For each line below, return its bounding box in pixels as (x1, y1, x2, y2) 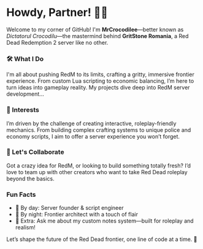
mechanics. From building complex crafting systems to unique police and (6, 126, 191, 134)
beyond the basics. (6, 175, 55, 182)
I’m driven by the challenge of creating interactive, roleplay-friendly (6, 120, 177, 127)
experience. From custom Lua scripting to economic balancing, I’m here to (6, 77, 194, 85)
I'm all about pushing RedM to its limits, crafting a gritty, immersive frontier (6, 71, 194, 79)
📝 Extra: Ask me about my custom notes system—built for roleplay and (15, 217, 194, 224)
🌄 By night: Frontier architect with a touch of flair (15, 211, 138, 218)
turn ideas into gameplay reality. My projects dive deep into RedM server (6, 84, 190, 91)
